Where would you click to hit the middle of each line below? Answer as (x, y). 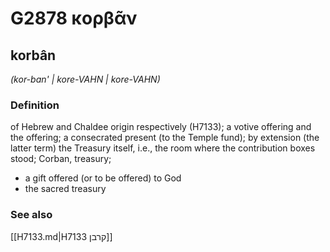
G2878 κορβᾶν (74, 18)
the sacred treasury (65, 189)
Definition (35, 105)
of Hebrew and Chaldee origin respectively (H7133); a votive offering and (161, 127)
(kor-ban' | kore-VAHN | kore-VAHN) (85, 79)
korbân (33, 55)
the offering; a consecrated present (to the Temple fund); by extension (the (165, 138)
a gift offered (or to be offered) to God (103, 178)
